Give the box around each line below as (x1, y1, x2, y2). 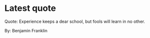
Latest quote (4, 3, 56, 14)
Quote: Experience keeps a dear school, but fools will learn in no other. (4, 19, 145, 24)
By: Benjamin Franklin (4, 28, 48, 33)
